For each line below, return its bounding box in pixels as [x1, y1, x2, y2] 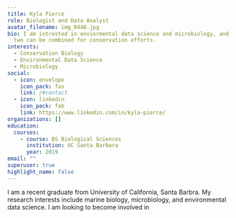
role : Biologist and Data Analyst [7, 17, 110, 24]
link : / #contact [20, 89, 69, 96]
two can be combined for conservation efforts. [13, 37, 157, 44]
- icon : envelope [13, 76, 65, 84]
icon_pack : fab [20, 103, 65, 110]
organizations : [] [7, 115, 61, 122]
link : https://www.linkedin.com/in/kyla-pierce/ [20, 109, 166, 116]
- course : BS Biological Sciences [20, 135, 122, 142]
